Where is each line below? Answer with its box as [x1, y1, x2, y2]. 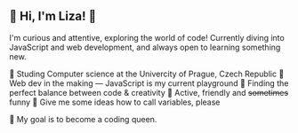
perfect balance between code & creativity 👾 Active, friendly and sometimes [9, 87, 289, 98]
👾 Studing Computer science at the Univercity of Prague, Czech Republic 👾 [9, 68, 285, 79]
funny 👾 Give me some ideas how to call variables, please [9, 97, 221, 107]
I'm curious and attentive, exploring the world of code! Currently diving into [9, 32, 285, 43]
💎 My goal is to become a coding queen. [9, 113, 157, 124]
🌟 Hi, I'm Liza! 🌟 [9, 9, 97, 24]
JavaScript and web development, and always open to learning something [9, 42, 281, 52]
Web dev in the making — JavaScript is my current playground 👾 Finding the [9, 77, 289, 89]
